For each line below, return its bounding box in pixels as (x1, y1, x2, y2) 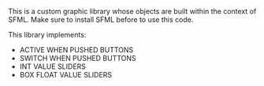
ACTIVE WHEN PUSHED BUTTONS (19, 45, 134, 54)
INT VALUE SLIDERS (19, 62, 87, 71)
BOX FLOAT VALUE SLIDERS (19, 70, 113, 79)
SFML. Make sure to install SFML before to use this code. (8, 15, 194, 24)
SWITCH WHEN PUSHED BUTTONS (19, 54, 136, 63)
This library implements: (8, 30, 87, 39)
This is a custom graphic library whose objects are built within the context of (8, 7, 257, 16)
